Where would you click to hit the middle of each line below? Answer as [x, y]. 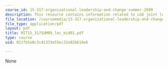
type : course [19, 38]
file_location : [21, 19]
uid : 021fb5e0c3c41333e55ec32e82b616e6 [47, 42]
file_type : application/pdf [34, 24]
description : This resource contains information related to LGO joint [81, 14]
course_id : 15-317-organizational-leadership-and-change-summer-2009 [79, 10]
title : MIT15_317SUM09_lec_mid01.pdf [44, 33]
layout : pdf [17, 28]
